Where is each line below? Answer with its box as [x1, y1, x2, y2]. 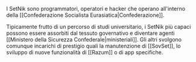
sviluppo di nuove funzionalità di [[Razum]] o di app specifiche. [6, 49, 163, 56]
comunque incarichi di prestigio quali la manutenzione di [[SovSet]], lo [6, 42, 181, 49]
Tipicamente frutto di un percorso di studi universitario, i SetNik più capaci [6, 23, 191, 30]
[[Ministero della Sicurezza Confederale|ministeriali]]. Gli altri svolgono [6, 36, 182, 43]
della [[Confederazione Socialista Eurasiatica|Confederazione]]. [6, 11, 165, 19]
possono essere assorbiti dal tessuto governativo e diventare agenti [6, 29, 175, 37]
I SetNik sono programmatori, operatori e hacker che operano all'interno [6, 5, 186, 12]
